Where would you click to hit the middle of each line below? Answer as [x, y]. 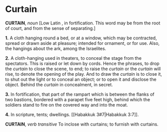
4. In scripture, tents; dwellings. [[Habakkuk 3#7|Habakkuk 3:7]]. [72, 114]
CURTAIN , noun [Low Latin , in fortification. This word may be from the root [83, 23]
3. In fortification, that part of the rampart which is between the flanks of [80, 94]
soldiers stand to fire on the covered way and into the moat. [67, 105]
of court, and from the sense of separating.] [50, 28]
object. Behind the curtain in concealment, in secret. [59, 84]
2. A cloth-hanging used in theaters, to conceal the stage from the [73, 58]
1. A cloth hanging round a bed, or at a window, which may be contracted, [81, 38]
